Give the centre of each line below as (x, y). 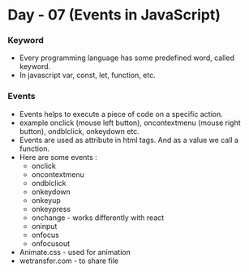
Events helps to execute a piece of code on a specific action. (121, 114)
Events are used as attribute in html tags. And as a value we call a (129, 140)
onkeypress (51, 209)
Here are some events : (58, 157)
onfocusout (51, 243)
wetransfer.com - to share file (69, 261)
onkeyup (46, 200)
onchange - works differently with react (98, 218)
